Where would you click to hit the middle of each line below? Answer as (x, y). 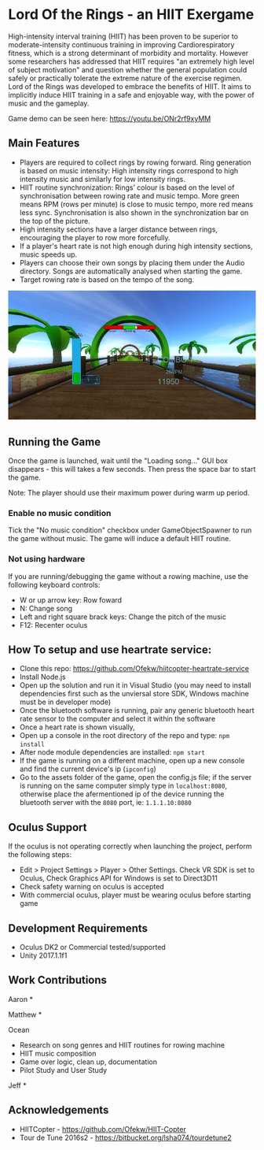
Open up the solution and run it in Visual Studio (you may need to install (135, 685)
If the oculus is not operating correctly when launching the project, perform (130, 846)
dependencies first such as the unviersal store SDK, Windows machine (134, 694)
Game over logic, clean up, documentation (88, 1062)
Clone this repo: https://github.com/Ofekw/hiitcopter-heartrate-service (134, 669)
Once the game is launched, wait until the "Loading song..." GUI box (118, 461)
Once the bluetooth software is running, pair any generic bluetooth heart (137, 710)
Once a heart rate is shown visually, (77, 727)
